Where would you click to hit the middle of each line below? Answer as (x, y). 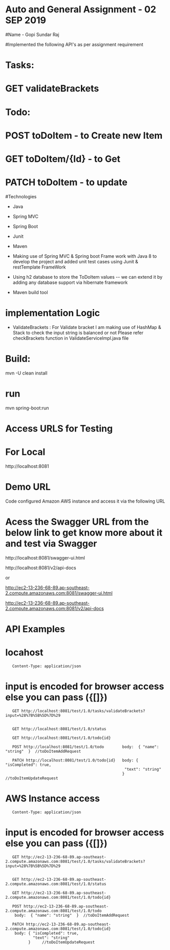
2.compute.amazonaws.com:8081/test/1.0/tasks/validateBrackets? (75, 861)
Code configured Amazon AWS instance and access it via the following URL (85, 501)
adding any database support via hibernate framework (70, 282)
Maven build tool (30, 292)
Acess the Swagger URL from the (77, 522)
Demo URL (28, 487)
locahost (24, 652)
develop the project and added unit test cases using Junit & (75, 261)
